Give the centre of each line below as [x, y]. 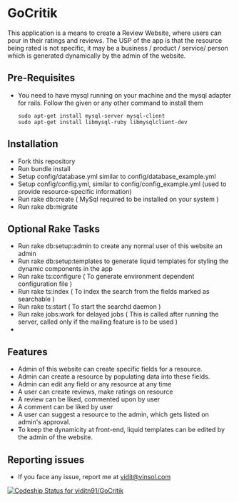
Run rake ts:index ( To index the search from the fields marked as [113, 292]
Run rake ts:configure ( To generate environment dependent [106, 277]
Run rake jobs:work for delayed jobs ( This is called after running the [118, 314]
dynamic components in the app [65, 269]
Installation [33, 144]
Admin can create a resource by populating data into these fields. [114, 376]
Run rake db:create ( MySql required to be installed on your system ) [118, 199]
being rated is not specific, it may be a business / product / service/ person [118, 48]
